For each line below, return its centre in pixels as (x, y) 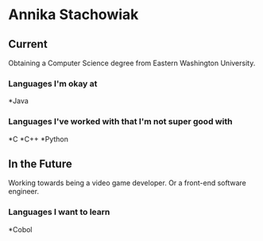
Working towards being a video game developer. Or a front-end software (127, 183)
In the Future (41, 163)
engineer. (24, 192)
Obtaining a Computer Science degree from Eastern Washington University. (132, 63)
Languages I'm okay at (53, 84)
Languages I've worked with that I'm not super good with (120, 122)
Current (28, 44)
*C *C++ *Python (39, 139)
